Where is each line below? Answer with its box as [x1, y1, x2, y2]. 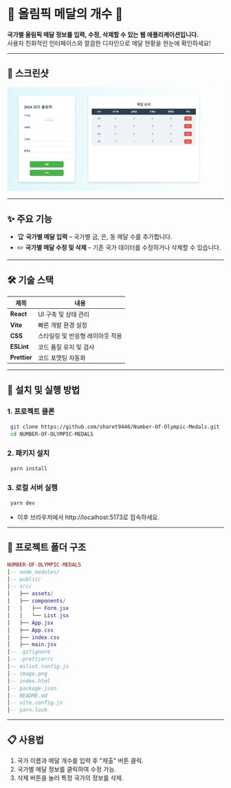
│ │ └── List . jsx [7, 612, 69, 619]
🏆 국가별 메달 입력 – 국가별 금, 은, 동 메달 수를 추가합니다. [16, 232, 173, 241]
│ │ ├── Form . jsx [7, 605, 69, 612]
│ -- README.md [7, 692, 48, 699]
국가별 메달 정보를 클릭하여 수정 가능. [16, 765, 117, 774]
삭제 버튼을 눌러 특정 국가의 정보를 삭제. [16, 774, 124, 782]
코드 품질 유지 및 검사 [37, 343, 95, 351]
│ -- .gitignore [7, 649, 51, 656]
